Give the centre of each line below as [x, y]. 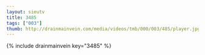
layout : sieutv [26, 12]
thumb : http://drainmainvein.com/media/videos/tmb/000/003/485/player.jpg [103, 29]
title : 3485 [21, 18]
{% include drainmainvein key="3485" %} [59, 46]
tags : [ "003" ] [24, 23]
